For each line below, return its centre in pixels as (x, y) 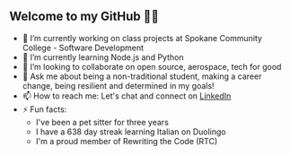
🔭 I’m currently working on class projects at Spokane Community (142, 38)
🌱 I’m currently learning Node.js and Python (103, 57)
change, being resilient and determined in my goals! (118, 85)
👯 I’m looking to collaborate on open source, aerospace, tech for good (152, 66)
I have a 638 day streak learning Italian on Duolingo (131, 132)
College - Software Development (83, 47)
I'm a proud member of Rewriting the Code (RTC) (127, 141)
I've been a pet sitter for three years (102, 122)
